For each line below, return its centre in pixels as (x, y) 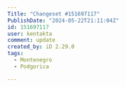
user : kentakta (30, 34)
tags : (15, 54)
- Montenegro (33, 60)
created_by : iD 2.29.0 (41, 47)
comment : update (31, 40)
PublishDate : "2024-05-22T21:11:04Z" (63, 21)
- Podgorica (32, 66)
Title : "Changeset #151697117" (54, 14)
